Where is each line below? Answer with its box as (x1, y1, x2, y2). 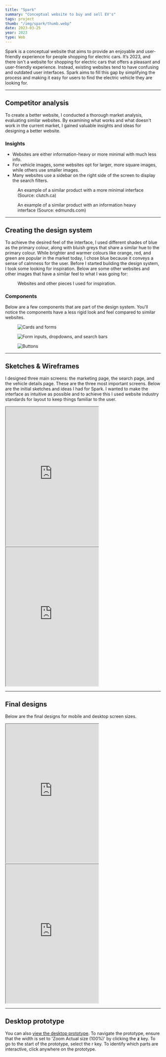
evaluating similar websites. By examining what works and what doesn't (5, 117, 152, 123)
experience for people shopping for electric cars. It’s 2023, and (22, 53, 151, 59)
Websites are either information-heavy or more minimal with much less (12, 151, 157, 157)
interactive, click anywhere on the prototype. (5, 1046, 96, 1052)
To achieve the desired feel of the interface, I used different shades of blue (5, 239, 158, 245)
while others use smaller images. (12, 167, 80, 173)
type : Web (5, 35, 26, 40)
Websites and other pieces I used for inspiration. (17, 280, 116, 286)
